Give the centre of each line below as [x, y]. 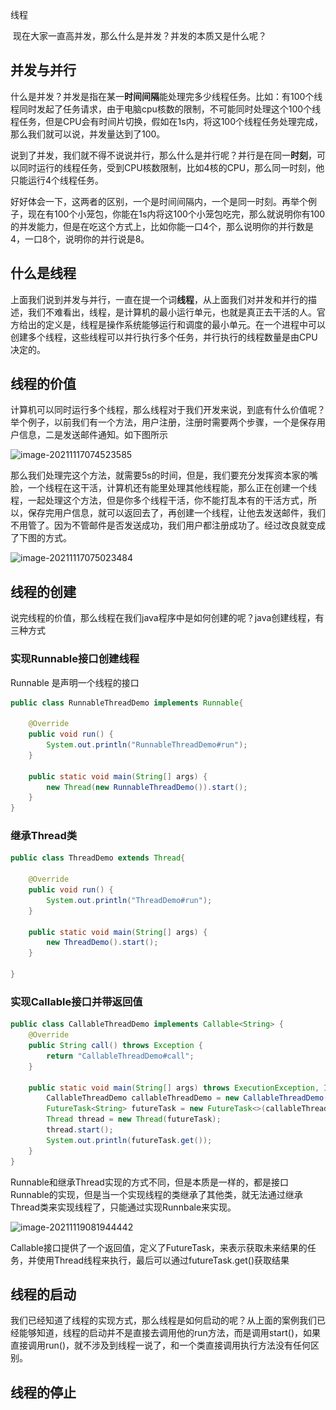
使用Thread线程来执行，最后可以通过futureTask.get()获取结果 [163, 1260]
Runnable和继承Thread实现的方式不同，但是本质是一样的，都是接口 [149, 1182]
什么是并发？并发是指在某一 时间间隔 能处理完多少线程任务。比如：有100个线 [166, 96]
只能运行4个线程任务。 [57, 180]
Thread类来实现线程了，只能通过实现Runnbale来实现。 [123, 1207]
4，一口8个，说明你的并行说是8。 [80, 239]
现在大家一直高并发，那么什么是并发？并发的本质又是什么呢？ [139, 36]
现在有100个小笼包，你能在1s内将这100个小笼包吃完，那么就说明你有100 [176, 214]
